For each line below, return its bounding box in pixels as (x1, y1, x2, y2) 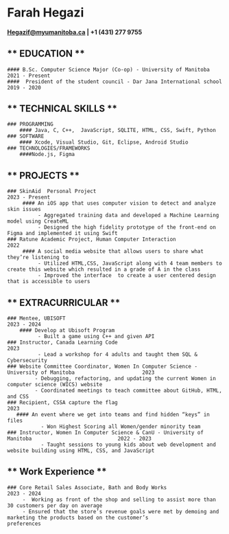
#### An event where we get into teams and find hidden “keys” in (16, 411, 210, 419)
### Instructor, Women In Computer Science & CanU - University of (7, 430, 204, 436)
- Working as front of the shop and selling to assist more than (22, 496, 216, 503)
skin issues (7, 206, 41, 213)
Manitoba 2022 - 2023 (7, 435, 152, 443)
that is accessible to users (7, 278, 91, 285)
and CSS (7, 393, 29, 400)
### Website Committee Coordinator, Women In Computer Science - (7, 363, 197, 370)
